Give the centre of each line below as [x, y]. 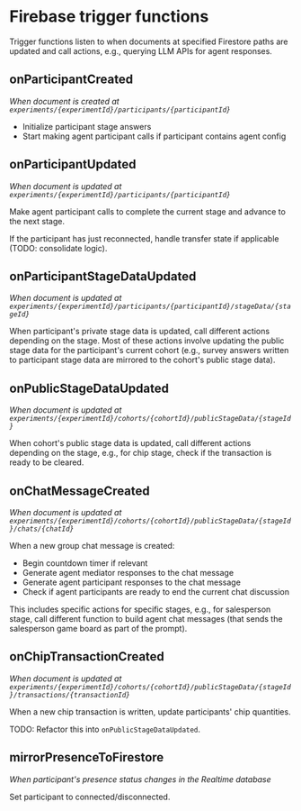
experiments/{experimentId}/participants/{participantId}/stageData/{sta [150, 307]
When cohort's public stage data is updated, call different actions [130, 443]
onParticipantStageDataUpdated [103, 276]
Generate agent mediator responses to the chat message [128, 573]
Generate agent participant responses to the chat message [131, 582]
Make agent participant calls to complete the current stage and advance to [147, 211]
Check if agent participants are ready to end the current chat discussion [156, 592]
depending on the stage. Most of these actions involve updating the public [147, 341]
